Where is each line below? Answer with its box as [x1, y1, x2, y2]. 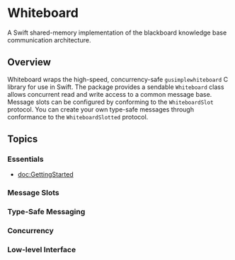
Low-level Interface [7, 245, 76, 255]
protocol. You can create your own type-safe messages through [7, 105, 195, 114]
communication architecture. [7, 35, 91, 44]
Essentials [7, 154, 44, 164]
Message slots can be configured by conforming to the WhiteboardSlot [7, 97, 214, 106]
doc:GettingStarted [17, 170, 74, 179]
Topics [7, 133, 38, 146]
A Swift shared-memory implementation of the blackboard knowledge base [7, 28, 227, 37]
